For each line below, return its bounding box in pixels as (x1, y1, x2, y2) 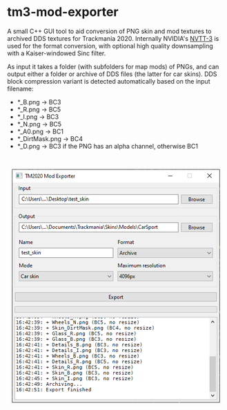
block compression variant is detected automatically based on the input (7, 77, 210, 85)
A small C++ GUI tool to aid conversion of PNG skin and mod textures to (7, 27, 212, 35)
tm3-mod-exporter (7, 4, 119, 20)
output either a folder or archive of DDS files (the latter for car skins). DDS (7, 70, 217, 78)
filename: (7, 84, 34, 93)
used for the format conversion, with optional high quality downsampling (7, 41, 214, 50)
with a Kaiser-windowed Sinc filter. (7, 49, 106, 57)
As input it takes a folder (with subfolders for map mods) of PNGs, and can (7, 62, 219, 71)
